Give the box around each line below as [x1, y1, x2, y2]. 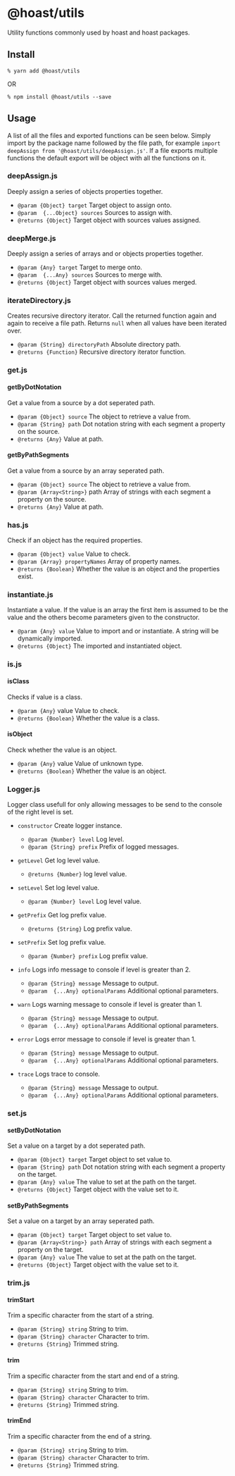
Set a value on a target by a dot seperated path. [7, 1141, 146, 1150]
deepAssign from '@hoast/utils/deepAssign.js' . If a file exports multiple [7, 146, 218, 154]
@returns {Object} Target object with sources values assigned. [17, 216, 201, 224]
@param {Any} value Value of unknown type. [17, 759, 144, 767]
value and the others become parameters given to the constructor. [7, 613, 200, 621]
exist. [17, 572, 34, 581]
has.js [7, 520, 29, 530]
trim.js [7, 1278, 30, 1288]
